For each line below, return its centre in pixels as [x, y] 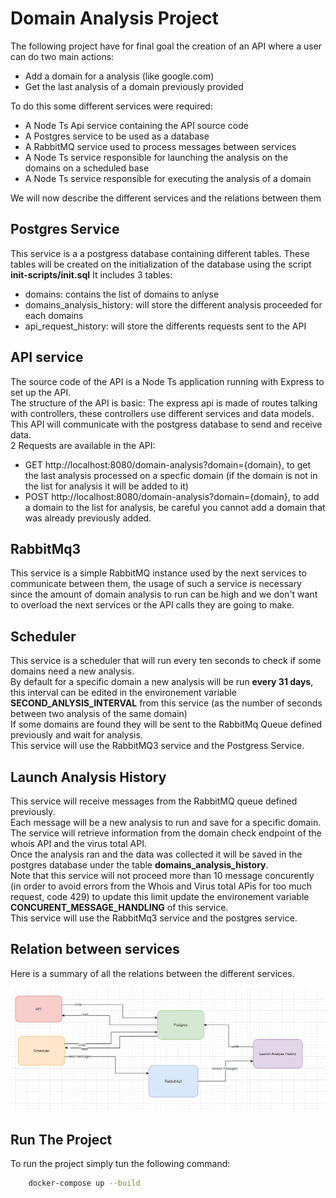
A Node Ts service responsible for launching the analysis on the [156, 157]
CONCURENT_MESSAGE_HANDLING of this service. [119, 907]
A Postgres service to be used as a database [117, 136]
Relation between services [95, 949]
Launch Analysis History [88, 777]
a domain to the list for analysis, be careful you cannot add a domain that [175, 507]
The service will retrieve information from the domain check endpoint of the [166, 833]
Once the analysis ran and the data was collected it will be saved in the [156, 854]
